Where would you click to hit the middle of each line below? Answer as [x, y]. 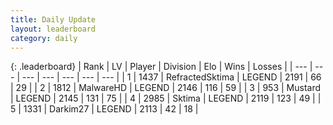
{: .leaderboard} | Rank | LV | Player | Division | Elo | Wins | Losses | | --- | [161, 67]
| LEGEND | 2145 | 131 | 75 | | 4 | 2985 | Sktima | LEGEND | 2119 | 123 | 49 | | [166, 98]
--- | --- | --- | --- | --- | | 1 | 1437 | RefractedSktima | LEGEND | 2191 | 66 [171, 77]
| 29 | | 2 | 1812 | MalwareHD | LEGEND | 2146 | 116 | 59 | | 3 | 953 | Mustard [166, 88]
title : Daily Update [53, 19]
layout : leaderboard [53, 29]
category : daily [44, 38]
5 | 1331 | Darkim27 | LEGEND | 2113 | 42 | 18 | [104, 109]
